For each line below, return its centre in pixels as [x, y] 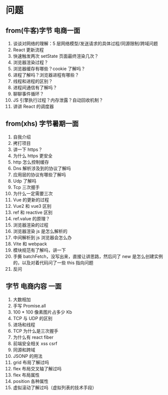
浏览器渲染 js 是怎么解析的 [40, 231]
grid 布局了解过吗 [31, 362]
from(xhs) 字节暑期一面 [42, 124]
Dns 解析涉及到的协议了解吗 [42, 168]
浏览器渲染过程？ [31, 62]
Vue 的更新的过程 [31, 200]
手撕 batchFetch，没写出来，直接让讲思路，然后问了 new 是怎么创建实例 [88, 256]
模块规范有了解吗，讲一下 [39, 250]
